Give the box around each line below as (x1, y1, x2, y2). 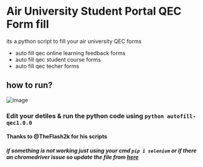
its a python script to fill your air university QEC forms (6, 37, 142, 45)
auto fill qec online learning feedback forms (15, 49, 126, 56)
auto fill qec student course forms (15, 56, 101, 63)
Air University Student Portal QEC (6, 4, 182, 18)
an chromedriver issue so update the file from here (6, 153, 139, 160)
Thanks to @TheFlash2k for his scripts (6, 133, 107, 140)
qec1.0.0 (6, 119, 33, 126)
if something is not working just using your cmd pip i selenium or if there (6, 147, 197, 154)
